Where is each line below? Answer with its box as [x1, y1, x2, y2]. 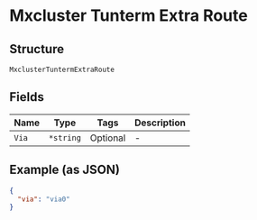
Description [133, 116, 187, 129]
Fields [9, 89, 45, 105]
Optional [89, 132, 126, 144]
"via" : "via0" [17, 195, 70, 204]
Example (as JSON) [9, 162, 120, 178]
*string [48, 133, 81, 142]
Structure [9, 41, 65, 57]
